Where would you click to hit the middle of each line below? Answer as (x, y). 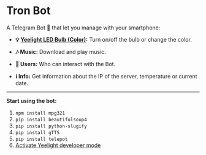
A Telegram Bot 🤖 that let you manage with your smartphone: (83, 28)
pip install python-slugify (51, 126)
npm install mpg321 (40, 113)
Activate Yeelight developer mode (58, 145)
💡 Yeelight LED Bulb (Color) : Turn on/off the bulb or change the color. (103, 39)
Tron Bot (29, 11)
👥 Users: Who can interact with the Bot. (65, 64)
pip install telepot (41, 139)
